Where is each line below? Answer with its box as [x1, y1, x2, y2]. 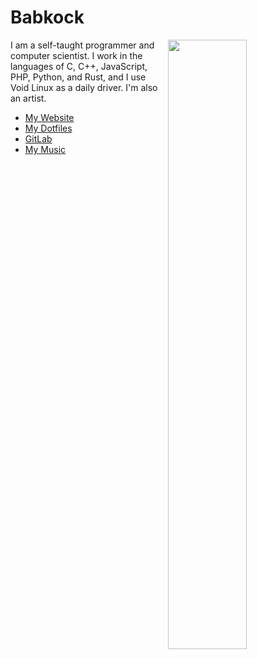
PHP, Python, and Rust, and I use [10, 71, 147, 83]
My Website [24, 111, 75, 123]
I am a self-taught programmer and [10, 39, 155, 51]
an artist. [10, 92, 47, 104]
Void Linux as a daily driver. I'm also [10, 81, 158, 93]
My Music [24, 143, 67, 155]
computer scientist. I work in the [10, 49, 143, 61]
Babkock [10, 6, 85, 29]
